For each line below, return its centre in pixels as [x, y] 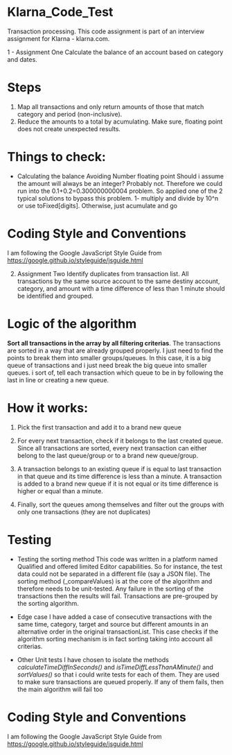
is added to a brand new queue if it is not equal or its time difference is [118, 484]
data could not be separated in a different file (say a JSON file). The [114, 574]
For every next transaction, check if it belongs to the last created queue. [120, 441]
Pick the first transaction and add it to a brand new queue [99, 427]
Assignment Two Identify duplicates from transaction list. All [103, 273]
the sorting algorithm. [48, 603]
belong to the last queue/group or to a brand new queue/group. [108, 455]
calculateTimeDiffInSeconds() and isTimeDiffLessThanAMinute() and [115, 667]
